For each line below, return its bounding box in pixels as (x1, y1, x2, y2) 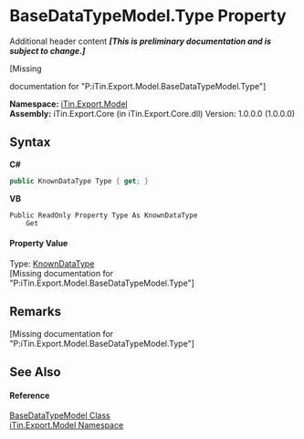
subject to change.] (9, 45, 86, 56)
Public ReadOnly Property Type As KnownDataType (9, 211, 198, 220)
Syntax (9, 134, 51, 151)
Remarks (9, 304, 62, 319)
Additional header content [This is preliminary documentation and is (9, 36, 272, 47)
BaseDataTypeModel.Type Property (9, 5, 287, 26)
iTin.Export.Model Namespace (9, 420, 124, 431)
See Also (9, 364, 61, 380)
